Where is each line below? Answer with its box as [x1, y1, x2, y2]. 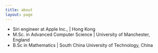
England [12, 36, 30, 43]
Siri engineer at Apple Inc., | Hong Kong [12, 26, 96, 32]
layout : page [5, 12, 33, 17]
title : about [5, 7, 33, 13]
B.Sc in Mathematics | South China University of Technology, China [12, 42, 153, 48]
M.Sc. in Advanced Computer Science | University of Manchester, [12, 31, 150, 37]
